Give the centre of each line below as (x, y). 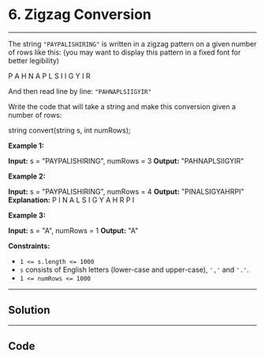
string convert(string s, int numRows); (69, 130)
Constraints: (29, 246)
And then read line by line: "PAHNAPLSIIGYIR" (80, 91)
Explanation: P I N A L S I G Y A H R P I (71, 200)
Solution (29, 310)
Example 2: (27, 176)
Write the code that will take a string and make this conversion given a (122, 106)
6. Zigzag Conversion (80, 15)
